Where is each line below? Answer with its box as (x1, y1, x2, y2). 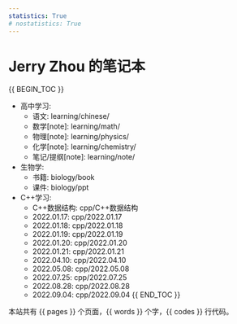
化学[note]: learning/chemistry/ (32, 142, 136, 151)
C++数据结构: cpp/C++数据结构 (32, 203, 139, 212)
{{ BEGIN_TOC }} (8, 85, 65, 94)
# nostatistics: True (8, 20, 82, 28)
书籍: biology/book (32, 173, 95, 182)
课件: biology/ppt (32, 182, 89, 192)
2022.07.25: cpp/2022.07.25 (32, 273, 127, 282)
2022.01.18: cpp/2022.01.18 (32, 221, 123, 230)
